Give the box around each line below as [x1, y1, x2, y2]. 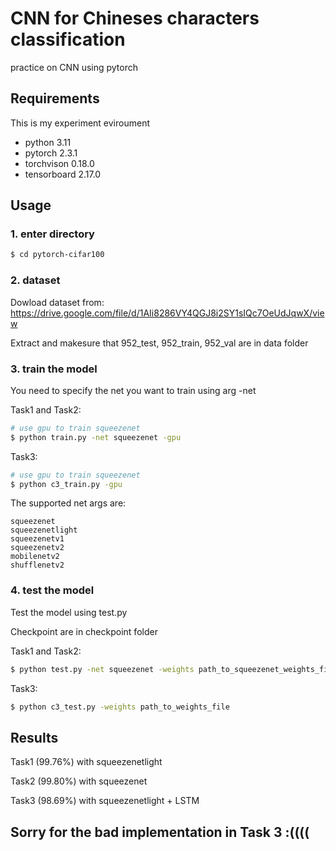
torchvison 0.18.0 [24, 157, 95, 169]
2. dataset [10, 273, 61, 287]
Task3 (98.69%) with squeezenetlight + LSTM [10, 795, 200, 807]
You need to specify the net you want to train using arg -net [10, 384, 257, 396]
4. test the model [10, 583, 95, 597]
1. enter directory [10, 227, 95, 241]
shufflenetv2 [10, 560, 65, 571]
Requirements [10, 90, 100, 107]
